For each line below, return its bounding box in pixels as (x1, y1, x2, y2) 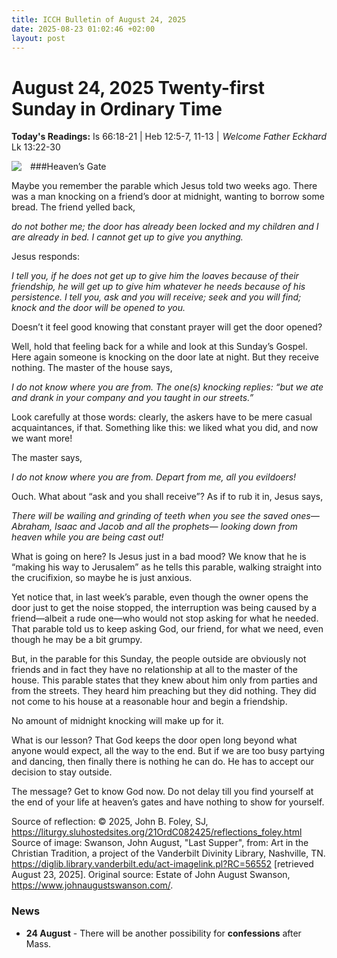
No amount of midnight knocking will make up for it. (11, 715, 224, 727)
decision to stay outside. (11, 766, 113, 778)
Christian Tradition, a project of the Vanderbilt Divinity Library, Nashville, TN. (11, 847, 326, 860)
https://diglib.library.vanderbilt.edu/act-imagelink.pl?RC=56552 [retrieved (11, 858, 314, 870)
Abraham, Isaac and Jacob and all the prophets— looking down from (11, 521, 298, 533)
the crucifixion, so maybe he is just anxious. (11, 572, 193, 584)
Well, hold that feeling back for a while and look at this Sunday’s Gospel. (11, 341, 308, 353)
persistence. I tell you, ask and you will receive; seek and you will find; (11, 291, 302, 303)
